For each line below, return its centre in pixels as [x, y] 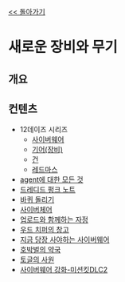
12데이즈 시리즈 [44, 130]
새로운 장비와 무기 [63, 47]
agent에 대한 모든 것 [51, 179]
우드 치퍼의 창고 [44, 230]
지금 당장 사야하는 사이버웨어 [64, 240]
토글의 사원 [37, 260]
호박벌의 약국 [40, 250]
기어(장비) [47, 150]
